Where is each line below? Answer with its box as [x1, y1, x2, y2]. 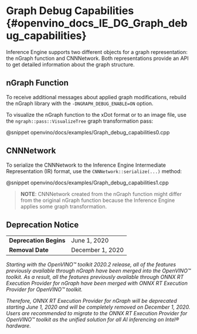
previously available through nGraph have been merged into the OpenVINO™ [6, 267, 191, 274]
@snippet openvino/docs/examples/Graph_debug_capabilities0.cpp [6, 129, 170, 136]
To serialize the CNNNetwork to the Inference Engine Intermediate [6, 161, 166, 168]
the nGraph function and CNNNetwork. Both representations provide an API [6, 55, 189, 62]
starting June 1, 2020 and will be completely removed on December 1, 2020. [6, 303, 191, 311]
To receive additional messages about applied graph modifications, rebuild [6, 93, 186, 100]
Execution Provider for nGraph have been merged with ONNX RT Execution [6, 280, 188, 287]
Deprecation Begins [9, 237, 66, 245]
